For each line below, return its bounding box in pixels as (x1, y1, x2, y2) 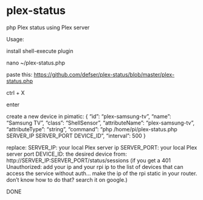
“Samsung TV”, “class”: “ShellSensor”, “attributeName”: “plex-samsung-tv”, (6, 119, 195, 126)
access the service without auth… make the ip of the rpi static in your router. (6, 170, 198, 177)
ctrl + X (6, 89, 26, 96)
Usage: (6, 35, 24, 43)
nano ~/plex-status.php (6, 59, 66, 66)
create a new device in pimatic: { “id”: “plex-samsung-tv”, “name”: (6, 112, 171, 120)
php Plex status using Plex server (6, 24, 90, 31)
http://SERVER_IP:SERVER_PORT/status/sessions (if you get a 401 (6, 156, 171, 164)
